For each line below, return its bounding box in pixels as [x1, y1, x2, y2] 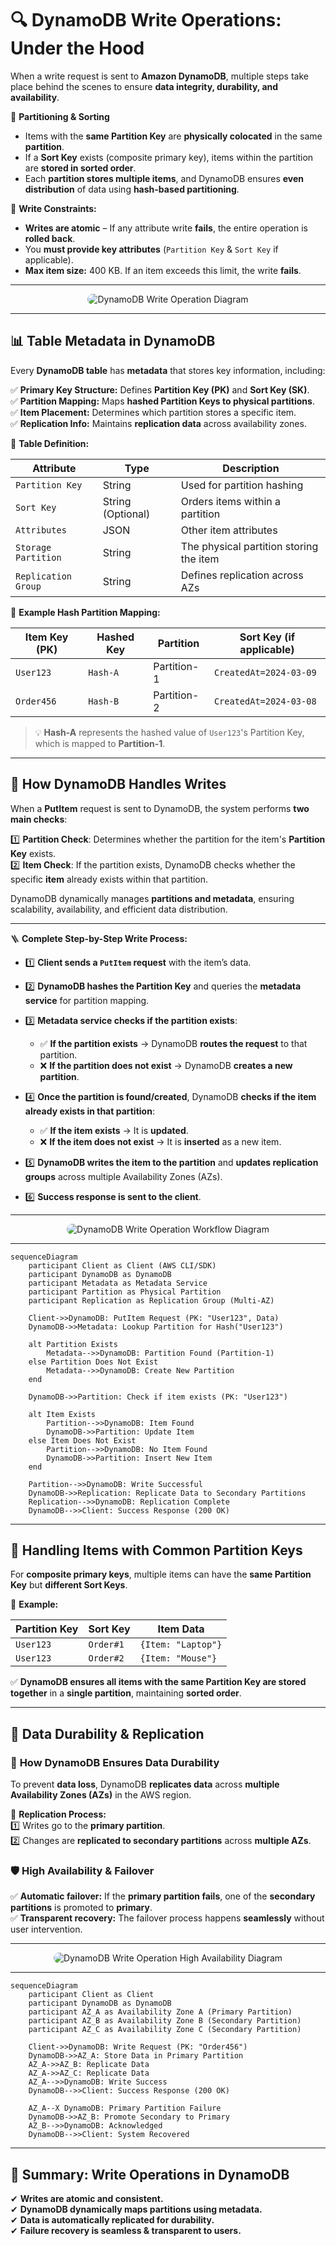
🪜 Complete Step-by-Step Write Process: [10, 932, 188, 944]
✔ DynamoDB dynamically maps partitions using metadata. [10, 2203, 263, 2216]
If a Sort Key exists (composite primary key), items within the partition [24, 151, 314, 163]
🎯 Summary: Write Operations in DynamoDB [10, 2166, 290, 2183]
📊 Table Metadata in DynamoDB [10, 333, 216, 350]
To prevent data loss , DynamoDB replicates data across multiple [10, 1778, 280, 1791]
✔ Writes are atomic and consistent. [10, 2193, 164, 2205]
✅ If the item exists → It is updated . [39, 1124, 189, 1136]
